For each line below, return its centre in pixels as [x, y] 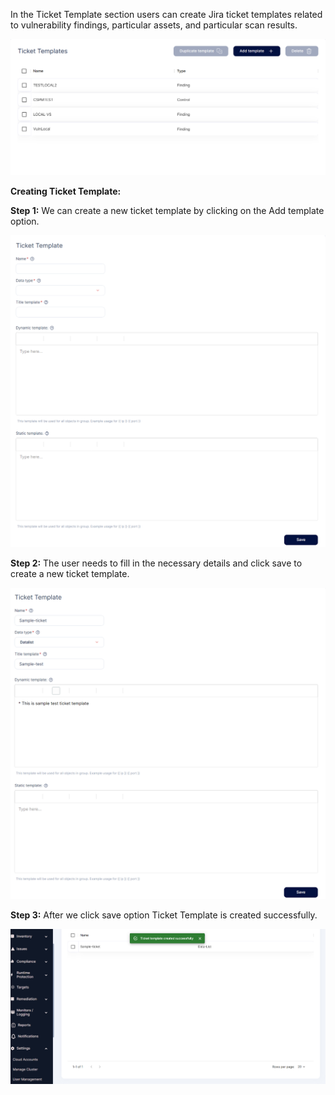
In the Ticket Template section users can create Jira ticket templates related [166, 14]
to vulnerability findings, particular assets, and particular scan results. [154, 25]
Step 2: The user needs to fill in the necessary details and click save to [156, 563]
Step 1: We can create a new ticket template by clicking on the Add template [167, 211]
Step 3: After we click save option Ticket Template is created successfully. [164, 915]
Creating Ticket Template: [66, 191]
